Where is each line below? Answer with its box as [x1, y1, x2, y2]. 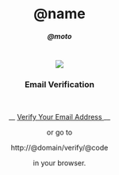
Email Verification [24, 79, 95, 90]
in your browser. [33, 158, 86, 168]
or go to [46, 127, 73, 137]
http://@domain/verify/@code [10, 143, 109, 153]
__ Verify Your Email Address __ [8, 112, 111, 122]
